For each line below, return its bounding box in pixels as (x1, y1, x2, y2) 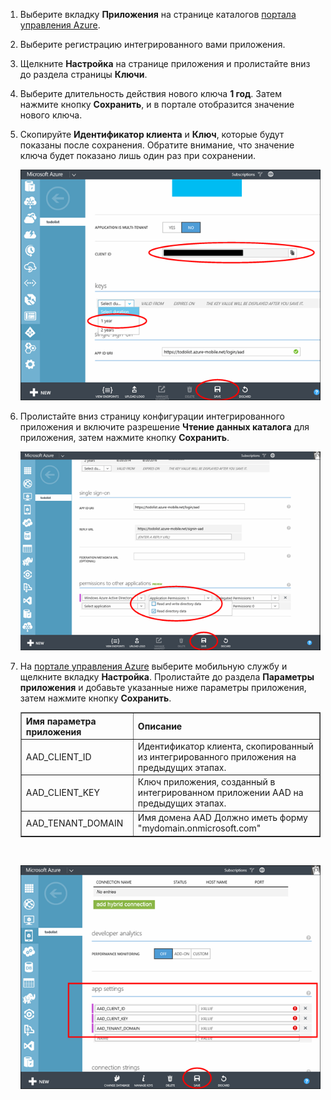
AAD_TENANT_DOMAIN (25, 817, 124, 829)
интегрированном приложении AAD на (137, 787, 304, 799)
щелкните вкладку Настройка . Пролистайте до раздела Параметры (19, 671, 315, 683)
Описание (137, 720, 183, 733)
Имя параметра (25, 715, 97, 727)
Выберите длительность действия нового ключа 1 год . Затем (19, 88, 283, 99)
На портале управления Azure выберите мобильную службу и (19, 660, 288, 673)
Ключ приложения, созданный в (137, 776, 276, 788)
